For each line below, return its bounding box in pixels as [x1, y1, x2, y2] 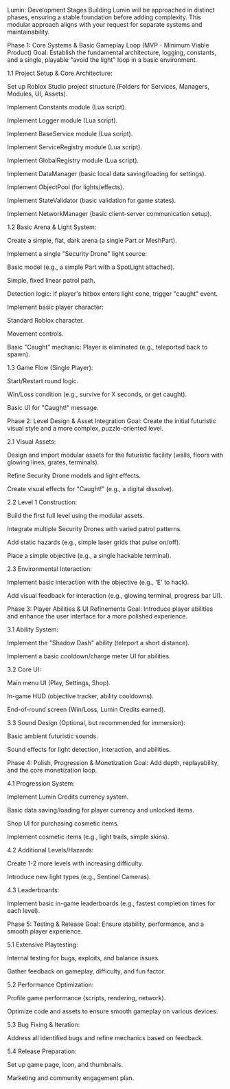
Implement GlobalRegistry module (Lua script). [7, 156, 139, 164]
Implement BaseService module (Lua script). [7, 130, 133, 138]
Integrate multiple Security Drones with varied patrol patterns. [7, 525, 182, 532]
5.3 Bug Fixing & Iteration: [7, 1021, 80, 1028]
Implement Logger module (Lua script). [7, 116, 118, 125]
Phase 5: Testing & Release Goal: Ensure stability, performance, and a [7, 920, 205, 928]
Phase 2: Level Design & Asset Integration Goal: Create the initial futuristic [7, 417, 216, 425]
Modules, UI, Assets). [7, 89, 68, 98]
